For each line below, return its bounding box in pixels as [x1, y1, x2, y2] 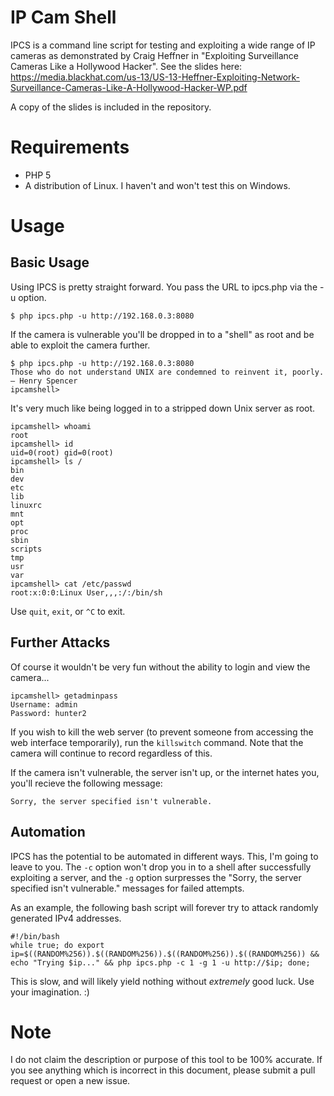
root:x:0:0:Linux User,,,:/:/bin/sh [10, 587, 163, 598]
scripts [10, 544, 43, 554]
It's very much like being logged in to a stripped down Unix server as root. [10, 402, 316, 414]
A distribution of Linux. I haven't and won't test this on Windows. [24, 179, 291, 191]
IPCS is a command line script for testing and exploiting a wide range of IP [10, 39, 316, 51]
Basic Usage [10, 254, 90, 271]
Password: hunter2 [10, 708, 87, 718]
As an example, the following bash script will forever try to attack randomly [10, 901, 319, 913]
